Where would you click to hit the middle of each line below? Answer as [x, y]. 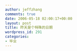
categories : [17, 37]
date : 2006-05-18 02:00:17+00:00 [39, 18]
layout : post [18, 23]
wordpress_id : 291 [23, 32]
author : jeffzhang [23, 9]
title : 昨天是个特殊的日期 [29, 28]
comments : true [20, 14]
